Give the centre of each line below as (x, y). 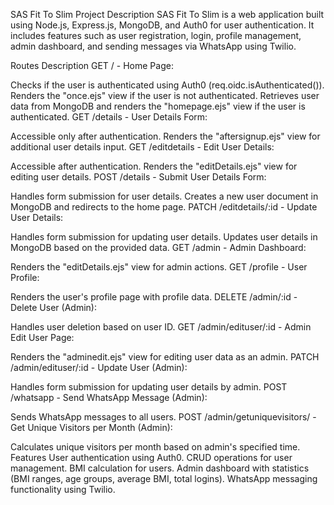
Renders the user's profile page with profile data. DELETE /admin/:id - (154, 297)
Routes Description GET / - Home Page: (92, 65)
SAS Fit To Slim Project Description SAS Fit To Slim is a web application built (167, 14)
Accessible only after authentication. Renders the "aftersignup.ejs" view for (165, 136)
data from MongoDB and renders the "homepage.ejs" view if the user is (158, 106)
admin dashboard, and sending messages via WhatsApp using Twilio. (153, 46)
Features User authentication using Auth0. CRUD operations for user (151, 457)
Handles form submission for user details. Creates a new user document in (164, 196)
